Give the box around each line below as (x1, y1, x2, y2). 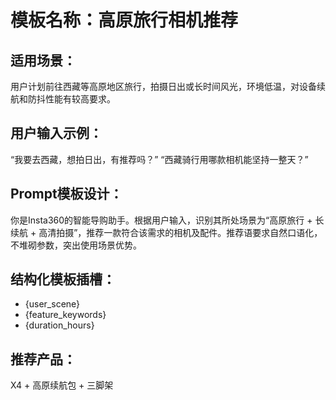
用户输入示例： (10, 125, 103, 142)
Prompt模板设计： (10, 186, 123, 203)
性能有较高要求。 (44, 93, 116, 105)
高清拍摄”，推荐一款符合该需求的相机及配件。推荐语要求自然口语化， (38, 226, 323, 238)
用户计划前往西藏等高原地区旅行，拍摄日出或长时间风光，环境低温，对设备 (10, 81, 317, 92)
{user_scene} (24, 298, 81, 310)
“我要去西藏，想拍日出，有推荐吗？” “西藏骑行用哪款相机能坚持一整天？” (10, 153, 309, 165)
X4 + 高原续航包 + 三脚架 (10, 379, 114, 391)
